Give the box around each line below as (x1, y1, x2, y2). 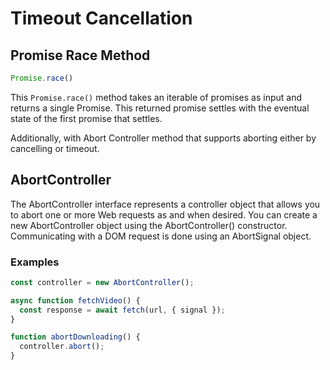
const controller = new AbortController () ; (10, 277, 195, 287)
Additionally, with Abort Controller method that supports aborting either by (10, 132, 317, 144)
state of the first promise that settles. (10, 112, 163, 124)
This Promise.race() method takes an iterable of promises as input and (10, 91, 303, 103)
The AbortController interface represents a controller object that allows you (10, 198, 321, 210)
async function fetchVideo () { (10, 295, 141, 306)
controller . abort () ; (19, 342, 105, 352)
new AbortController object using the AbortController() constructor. (10, 219, 288, 231)
